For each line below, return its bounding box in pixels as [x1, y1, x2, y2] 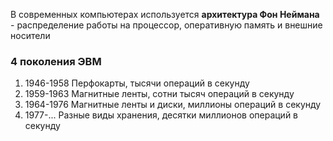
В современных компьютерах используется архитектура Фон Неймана [10, 9, 320, 20]
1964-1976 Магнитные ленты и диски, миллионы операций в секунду [24, 99, 322, 111]
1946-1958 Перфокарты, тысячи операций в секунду [24, 77, 250, 89]
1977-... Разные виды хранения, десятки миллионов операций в [24, 109, 299, 121]
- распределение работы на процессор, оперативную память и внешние [10, 19, 323, 31]
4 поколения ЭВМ [10, 54, 102, 68]
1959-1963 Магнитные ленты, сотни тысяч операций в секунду [24, 88, 295, 100]
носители [10, 30, 51, 41]
